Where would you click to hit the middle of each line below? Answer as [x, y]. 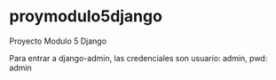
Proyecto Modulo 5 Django [58, 41]
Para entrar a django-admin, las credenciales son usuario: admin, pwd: [138, 58]
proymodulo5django [86, 16]
